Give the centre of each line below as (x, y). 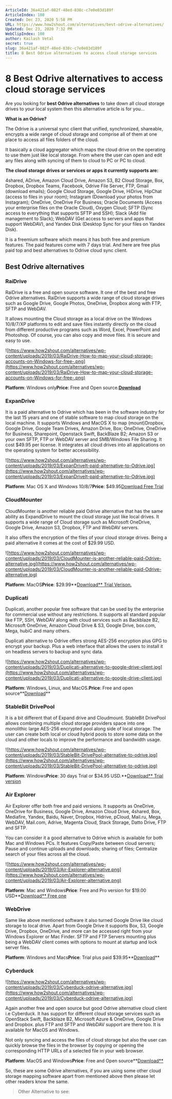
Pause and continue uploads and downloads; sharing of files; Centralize (81, 849)
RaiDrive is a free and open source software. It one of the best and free (81, 293)
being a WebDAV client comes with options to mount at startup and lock (81, 942)
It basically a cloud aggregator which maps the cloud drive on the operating (85, 150)
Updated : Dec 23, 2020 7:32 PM (39, 29)
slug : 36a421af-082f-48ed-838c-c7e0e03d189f (54, 48)
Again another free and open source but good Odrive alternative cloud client (86, 1008)
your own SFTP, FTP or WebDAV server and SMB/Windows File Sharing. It (84, 439)
